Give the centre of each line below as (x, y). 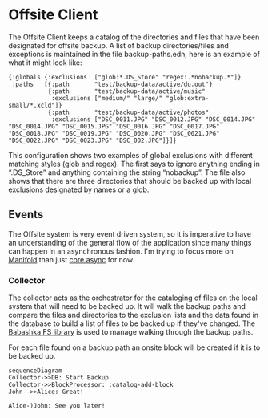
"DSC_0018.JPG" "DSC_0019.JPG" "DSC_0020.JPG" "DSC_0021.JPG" (114, 133)
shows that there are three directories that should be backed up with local (130, 181)
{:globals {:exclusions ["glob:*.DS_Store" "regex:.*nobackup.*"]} (125, 77)
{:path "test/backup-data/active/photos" (128, 112)
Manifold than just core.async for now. (71, 259)
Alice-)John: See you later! (57, 406)
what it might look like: (45, 63)
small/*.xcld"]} (35, 105)
